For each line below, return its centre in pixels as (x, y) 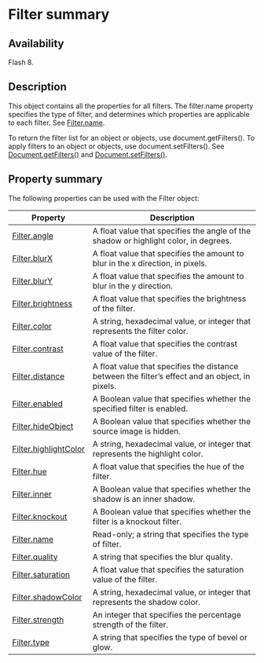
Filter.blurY (33, 280)
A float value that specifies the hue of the (169, 467)
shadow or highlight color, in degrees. (162, 240)
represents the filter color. (140, 331)
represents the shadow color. (147, 602)
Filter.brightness (42, 303)
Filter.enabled (37, 404)
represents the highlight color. (148, 453)
